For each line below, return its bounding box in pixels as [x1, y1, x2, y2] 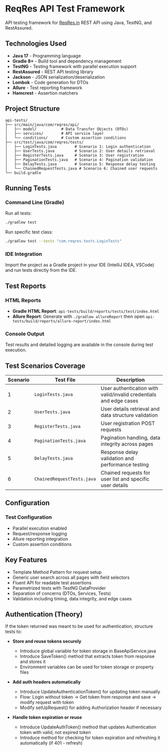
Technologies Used [5, 40, 66, 48]
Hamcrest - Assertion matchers [12, 90, 78, 96]
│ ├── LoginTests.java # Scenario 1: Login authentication [5, 144, 151, 149]
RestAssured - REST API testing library [12, 69, 93, 75]
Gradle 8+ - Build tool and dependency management [12, 58, 121, 64]
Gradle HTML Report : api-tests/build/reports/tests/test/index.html [12, 308, 159, 314]
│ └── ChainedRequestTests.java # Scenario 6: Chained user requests [5, 166, 157, 171]
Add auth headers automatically [12, 679, 81, 685]
